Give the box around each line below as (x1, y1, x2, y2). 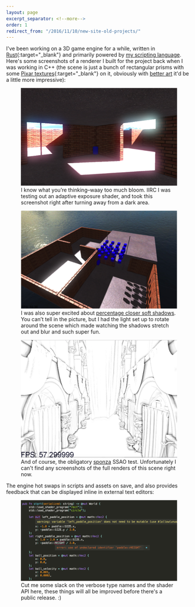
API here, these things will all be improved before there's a (21, 588, 163, 595)
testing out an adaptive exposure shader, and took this (21, 192, 153, 200)
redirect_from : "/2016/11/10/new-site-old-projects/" (6, 28, 141, 34)
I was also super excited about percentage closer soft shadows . (21, 309, 176, 316)
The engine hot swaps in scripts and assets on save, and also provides (6, 482, 178, 489)
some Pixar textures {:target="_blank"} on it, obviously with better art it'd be (6, 70, 190, 77)
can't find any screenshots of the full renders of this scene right (21, 464, 176, 471)
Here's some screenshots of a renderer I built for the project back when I (6, 58, 183, 65)
